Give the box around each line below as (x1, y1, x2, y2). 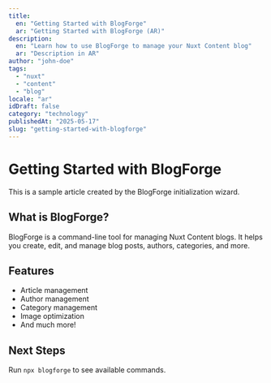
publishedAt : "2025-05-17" (8, 118, 100, 126)
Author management (19, 294, 89, 304)
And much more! (19, 320, 76, 329)
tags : (8, 65, 27, 73)
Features (8, 264, 54, 278)
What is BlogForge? (8, 210, 110, 224)
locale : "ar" (8, 95, 53, 103)
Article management (19, 286, 88, 295)
